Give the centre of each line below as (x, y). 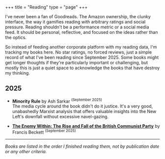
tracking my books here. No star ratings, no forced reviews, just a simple (79, 52)
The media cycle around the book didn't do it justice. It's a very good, (82, 106)
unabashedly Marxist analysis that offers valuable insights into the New (84, 111)
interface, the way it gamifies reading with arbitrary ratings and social (75, 22)
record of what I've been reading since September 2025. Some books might (82, 57)
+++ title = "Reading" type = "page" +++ (46, 7)
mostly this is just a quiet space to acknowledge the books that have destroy (82, 68)
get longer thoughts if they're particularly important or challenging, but (77, 63)
